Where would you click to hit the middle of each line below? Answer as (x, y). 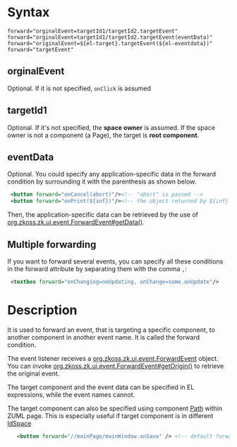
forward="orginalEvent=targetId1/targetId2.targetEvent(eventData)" (110, 37)
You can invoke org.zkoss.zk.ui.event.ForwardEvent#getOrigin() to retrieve (116, 366)
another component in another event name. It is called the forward (104, 337)
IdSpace (19, 423)
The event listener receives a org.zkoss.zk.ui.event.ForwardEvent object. (113, 358)
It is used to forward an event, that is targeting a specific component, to (111, 330)
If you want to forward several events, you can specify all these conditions (115, 261)
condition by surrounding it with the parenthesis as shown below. (102, 181)
